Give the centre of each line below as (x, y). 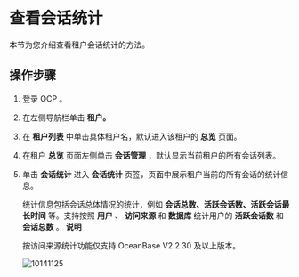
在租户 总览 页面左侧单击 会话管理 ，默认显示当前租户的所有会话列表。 (151, 155)
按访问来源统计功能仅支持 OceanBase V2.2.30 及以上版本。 (131, 245)
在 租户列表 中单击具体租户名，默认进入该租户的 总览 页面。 (132, 136)
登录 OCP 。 (44, 98)
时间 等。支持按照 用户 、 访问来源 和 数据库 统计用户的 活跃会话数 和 (157, 216)
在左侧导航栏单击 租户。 (66, 118)
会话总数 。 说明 (52, 226)
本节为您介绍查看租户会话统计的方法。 (79, 45)
